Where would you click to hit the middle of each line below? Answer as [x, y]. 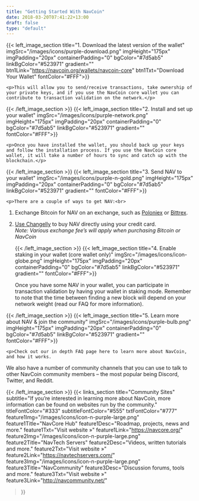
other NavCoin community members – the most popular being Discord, [93, 374]
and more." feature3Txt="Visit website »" [56, 474]
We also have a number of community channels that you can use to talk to [97, 368]
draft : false [22, 23]
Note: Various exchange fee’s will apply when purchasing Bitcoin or [98, 231]
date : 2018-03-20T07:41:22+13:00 [48, 17]
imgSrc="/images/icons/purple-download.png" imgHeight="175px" [88, 52]
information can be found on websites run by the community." [82, 405]
